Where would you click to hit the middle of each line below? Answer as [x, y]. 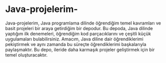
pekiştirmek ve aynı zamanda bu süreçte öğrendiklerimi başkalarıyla [76, 44]
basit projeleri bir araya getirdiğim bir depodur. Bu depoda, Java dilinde [79, 28]
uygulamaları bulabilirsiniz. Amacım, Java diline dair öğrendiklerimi [74, 39]
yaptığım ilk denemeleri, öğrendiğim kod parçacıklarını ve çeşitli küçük [78, 33]
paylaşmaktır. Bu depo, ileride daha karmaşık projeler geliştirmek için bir [80, 49]
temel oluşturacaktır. [26, 55]
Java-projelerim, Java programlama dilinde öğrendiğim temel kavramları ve [83, 23]
